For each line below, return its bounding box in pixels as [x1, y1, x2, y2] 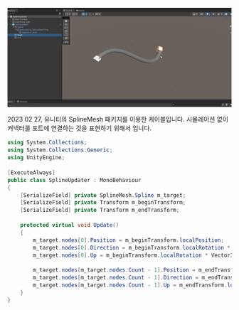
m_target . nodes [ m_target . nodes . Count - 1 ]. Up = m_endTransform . [33, 282, 228, 289]
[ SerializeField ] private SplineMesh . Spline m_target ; [20, 191, 186, 199]
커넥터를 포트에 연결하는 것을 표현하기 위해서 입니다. [7, 124, 152, 132]
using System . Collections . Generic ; [7, 146, 113, 154]
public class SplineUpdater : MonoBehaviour [7, 176, 142, 183]
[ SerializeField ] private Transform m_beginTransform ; [20, 199, 186, 206]
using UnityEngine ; [7, 154, 65, 161]
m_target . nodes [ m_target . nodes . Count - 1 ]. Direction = [33, 274, 199, 282]
